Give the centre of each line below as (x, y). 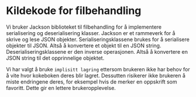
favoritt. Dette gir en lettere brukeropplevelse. (61, 88)
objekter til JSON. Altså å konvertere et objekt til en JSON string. (84, 46)
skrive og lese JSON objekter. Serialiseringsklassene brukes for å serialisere (98, 39)
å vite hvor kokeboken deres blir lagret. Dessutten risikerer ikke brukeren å (96, 75)
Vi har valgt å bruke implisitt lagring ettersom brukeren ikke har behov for (98, 69)
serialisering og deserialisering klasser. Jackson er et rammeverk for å (91, 33)
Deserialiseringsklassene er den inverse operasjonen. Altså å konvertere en (97, 51)
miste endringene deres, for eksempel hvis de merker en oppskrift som (92, 82)
